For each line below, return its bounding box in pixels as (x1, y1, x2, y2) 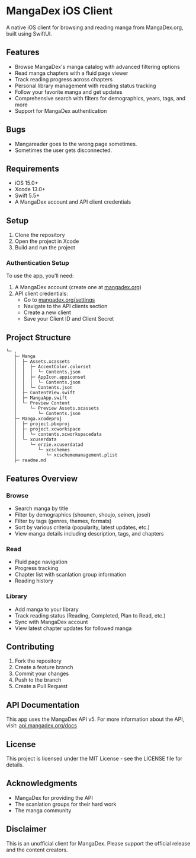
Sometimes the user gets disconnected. (14, 147, 113, 154)
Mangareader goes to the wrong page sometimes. (14, 140, 137, 147)
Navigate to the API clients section (23, 303, 108, 310)
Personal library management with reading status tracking (14, 82, 156, 89)
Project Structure (6, 333, 71, 343)
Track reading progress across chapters (14, 75, 113, 83)
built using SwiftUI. (6, 30, 52, 37)
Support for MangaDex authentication (14, 107, 107, 114)
